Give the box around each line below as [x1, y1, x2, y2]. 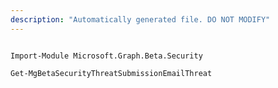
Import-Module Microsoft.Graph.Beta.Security [10, 51, 203, 61]
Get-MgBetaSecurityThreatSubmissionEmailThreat [10, 68, 213, 78]
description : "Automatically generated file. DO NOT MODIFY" [10, 14, 271, 25]
